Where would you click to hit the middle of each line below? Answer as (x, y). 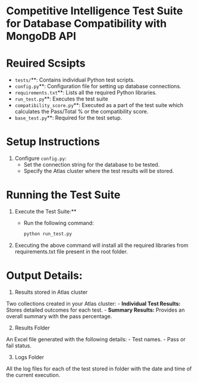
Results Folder (32, 328)
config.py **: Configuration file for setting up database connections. (98, 86)
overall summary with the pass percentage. (59, 316)
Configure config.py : (40, 158)
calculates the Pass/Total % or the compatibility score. (81, 112)
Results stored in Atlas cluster (51, 292)
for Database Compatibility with (87, 23)
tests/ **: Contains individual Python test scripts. (75, 80)
